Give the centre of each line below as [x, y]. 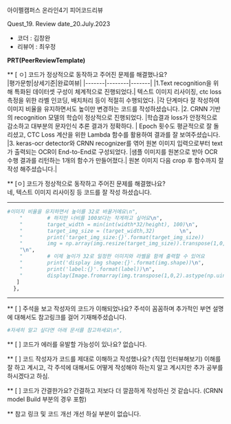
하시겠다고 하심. [29, 376]
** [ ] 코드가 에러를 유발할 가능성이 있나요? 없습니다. [77, 344]
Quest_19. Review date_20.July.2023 [59, 24]
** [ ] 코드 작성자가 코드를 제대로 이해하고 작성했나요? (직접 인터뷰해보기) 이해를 [114, 359]
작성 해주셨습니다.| [32, 169]
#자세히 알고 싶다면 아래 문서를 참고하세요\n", [65, 331]
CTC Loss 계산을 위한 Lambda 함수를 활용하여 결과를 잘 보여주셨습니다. [124, 135]
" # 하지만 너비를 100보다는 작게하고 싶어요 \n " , [91, 218]
